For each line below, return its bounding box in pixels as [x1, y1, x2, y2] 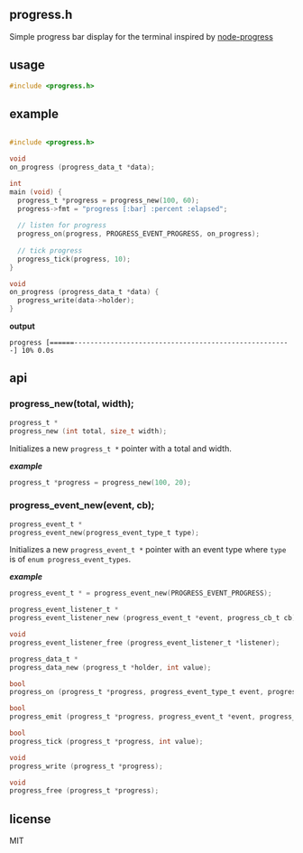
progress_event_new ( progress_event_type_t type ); [9, 528, 200, 537]
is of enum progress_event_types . [9, 554, 132, 565]
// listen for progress [17, 221, 106, 230]
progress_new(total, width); [9, 397, 134, 410]
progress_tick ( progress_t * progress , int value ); [9, 737, 204, 746]
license [9, 811, 51, 827]
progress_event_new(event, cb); [9, 499, 155, 512]
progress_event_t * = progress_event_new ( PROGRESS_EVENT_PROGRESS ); [9, 589, 272, 598]
